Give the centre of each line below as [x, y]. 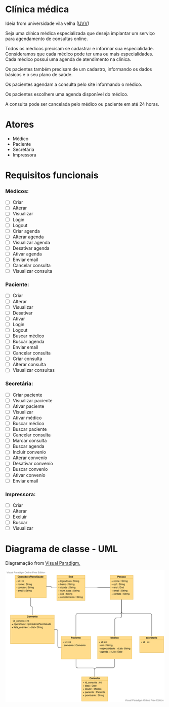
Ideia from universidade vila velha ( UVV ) [47, 23]
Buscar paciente [30, 429]
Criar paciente [27, 395]
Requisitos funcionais [52, 175]
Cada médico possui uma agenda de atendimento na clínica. [68, 59]
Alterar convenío [30, 458]
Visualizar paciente [32, 400]
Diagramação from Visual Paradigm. [43, 563]
